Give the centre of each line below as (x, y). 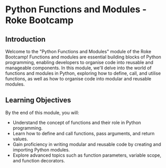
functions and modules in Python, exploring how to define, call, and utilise (83, 73)
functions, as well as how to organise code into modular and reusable (78, 79)
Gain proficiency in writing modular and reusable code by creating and (87, 144)
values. (20, 139)
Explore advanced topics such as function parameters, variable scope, (87, 155)
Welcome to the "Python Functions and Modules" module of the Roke (78, 51)
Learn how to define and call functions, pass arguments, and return (84, 133)
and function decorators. (39, 160)
